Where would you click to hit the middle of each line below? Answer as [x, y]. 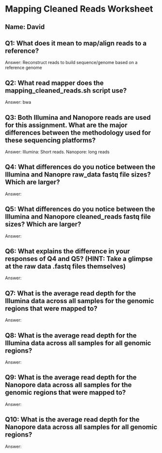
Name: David [25, 27]
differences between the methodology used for [78, 133]
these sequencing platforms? [50, 140]
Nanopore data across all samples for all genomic [81, 427]
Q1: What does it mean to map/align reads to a [76, 43]
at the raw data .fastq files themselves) [65, 267]
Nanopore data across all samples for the [68, 385]
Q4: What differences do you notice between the [80, 167]
